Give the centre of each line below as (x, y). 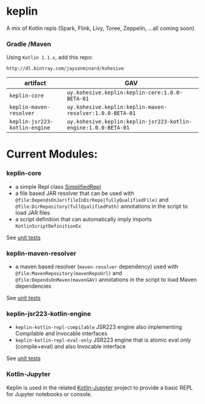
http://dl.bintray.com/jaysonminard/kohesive (65, 68)
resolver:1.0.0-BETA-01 (101, 113)
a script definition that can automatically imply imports (84, 219)
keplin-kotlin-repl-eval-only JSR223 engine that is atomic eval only (103, 340)
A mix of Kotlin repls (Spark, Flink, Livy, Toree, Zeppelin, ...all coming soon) (100, 28)
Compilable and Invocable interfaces (61, 334)
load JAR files (32, 213)
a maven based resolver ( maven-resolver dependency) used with (97, 266)
